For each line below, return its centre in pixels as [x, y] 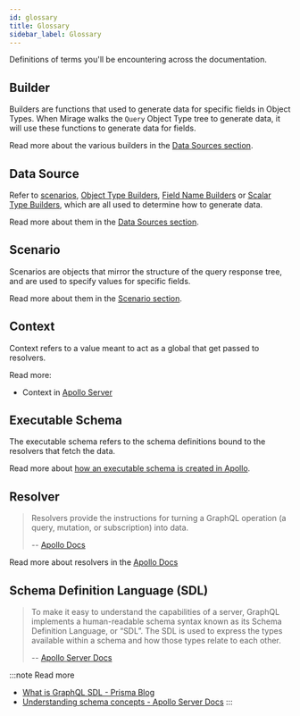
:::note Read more [42, 675]
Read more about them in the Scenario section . [96, 298]
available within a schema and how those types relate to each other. [156, 641]
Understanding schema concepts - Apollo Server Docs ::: [128, 702]
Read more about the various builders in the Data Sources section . [131, 146]
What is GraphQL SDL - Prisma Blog [88, 693]
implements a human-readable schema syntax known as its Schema [157, 621]
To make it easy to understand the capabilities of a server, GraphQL [155, 612]
